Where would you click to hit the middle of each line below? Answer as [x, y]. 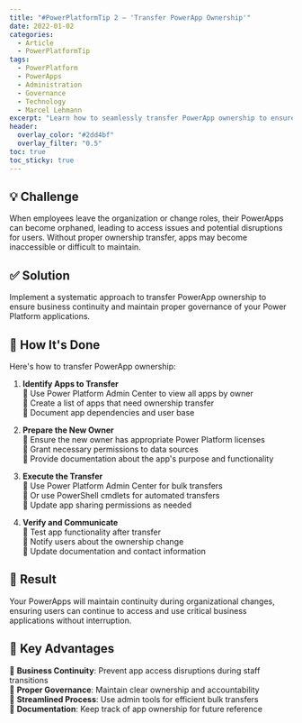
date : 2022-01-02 [42, 26]
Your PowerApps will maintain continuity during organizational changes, [142, 601]
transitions [29, 680]
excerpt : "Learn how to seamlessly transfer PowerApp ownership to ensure [152, 118]
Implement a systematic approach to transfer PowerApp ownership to [138, 297]
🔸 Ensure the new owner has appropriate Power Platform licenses [143, 439]
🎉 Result [33, 579]
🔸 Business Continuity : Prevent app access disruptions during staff [135, 670]
